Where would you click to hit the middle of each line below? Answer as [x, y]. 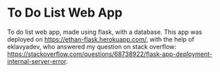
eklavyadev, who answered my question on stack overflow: [92, 46]
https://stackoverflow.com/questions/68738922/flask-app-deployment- [110, 54]
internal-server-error [37, 61]
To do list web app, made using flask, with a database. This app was [105, 32]
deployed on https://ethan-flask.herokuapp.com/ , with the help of [101, 39]
